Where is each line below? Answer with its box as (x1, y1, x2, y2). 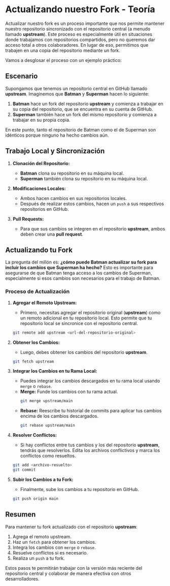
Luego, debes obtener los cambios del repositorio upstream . (20, 349, 148, 355)
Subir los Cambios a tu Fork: (12, 476, 74, 482)
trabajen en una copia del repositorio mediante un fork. (5, 47, 120, 53)
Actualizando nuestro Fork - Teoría (5, 4, 155, 15)
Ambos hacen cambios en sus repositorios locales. (20, 195, 127, 201)
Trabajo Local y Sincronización (5, 147, 105, 155)
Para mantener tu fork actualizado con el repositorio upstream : (5, 524, 138, 530)
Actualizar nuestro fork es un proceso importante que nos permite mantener (5, 20, 165, 26)
